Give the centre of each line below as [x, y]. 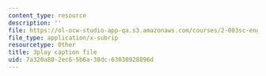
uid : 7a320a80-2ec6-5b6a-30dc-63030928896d [81, 60]
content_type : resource [47, 15]
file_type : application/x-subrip [63, 38]
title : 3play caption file [53, 52]
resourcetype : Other [42, 45]
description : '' [35, 23]
